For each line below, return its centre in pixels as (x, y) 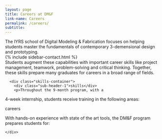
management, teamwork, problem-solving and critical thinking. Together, (78, 68)
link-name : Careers (25, 19)
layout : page (18, 10)
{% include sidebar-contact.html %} (41, 57)
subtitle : (15, 28)
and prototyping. (22, 52)
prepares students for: (28, 123)
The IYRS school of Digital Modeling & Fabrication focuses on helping (75, 41)
